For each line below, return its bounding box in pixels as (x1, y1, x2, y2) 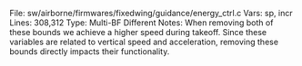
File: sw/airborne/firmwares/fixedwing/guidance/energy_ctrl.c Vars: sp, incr (9, 8, 293, 18)
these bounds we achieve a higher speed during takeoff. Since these (9, 27, 267, 37)
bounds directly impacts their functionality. (9, 46, 170, 57)
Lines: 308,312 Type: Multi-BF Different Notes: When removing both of (9, 17, 274, 28)
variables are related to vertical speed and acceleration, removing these (9, 36, 279, 47)
